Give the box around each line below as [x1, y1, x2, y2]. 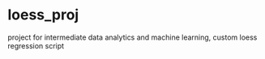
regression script [7, 40, 65, 50]
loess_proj [7, 6, 79, 24]
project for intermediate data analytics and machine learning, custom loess [7, 32, 258, 42]
